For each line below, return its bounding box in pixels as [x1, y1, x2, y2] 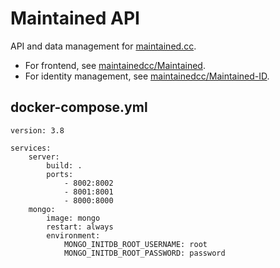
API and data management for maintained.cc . [10, 40, 197, 52]
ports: [46, 169, 74, 179]
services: [10, 143, 52, 153]
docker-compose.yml [10, 99, 148, 116]
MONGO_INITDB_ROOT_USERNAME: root [63, 239, 208, 249]
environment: [46, 230, 101, 241]
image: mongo [46, 213, 101, 223]
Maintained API [10, 7, 140, 30]
